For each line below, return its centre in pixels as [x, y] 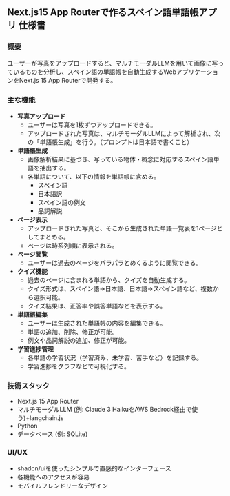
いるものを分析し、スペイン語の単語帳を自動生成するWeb [95, 72]
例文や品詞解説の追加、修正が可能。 [79, 340]
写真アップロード [41, 116]
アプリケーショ [197, 72]
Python [27, 426]
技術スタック [29, 386]
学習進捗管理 [35, 349]
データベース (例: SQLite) [52, 434]
